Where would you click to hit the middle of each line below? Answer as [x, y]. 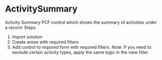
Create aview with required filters [45, 42]
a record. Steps [20, 27]
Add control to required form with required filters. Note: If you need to [82, 47]
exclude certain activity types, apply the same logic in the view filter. [81, 52]
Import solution [27, 37]
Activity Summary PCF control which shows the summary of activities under [81, 22]
